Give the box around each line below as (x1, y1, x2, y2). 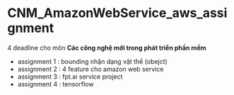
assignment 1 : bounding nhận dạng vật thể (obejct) (17, 57, 168, 65)
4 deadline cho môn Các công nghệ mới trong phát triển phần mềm (7, 43, 206, 52)
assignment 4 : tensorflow (17, 79, 94, 88)
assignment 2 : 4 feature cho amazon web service (17, 65, 164, 73)
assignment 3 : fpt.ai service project (17, 72, 123, 81)
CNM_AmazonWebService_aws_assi (7, 5, 228, 21)
